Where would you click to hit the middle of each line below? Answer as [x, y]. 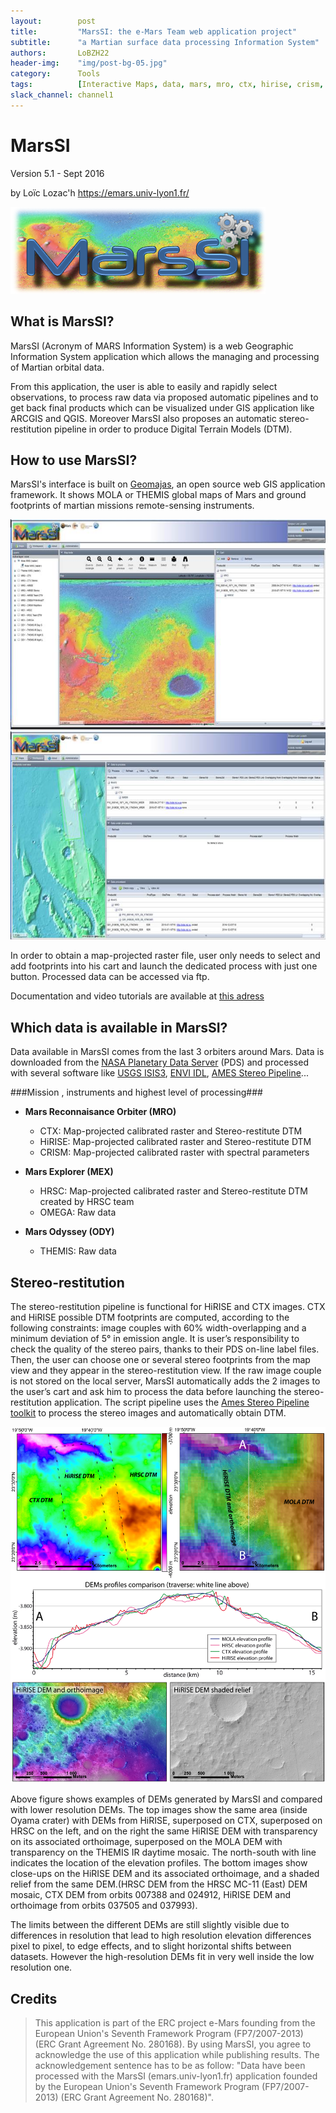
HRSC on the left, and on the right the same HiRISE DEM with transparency [164, 1831]
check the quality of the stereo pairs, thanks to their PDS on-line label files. [165, 1349]
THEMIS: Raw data [78, 1251]
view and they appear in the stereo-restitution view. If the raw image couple [166, 1370]
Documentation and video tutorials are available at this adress [137, 996]
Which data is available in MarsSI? [119, 1027]
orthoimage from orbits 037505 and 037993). [104, 1906]
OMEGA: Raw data [78, 1212]
